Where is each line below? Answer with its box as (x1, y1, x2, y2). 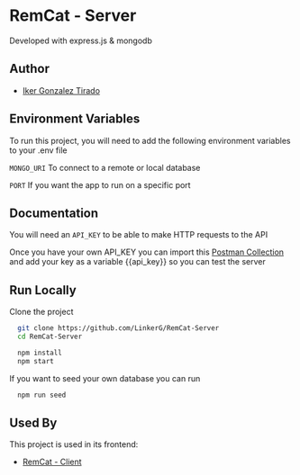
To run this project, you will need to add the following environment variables (9, 135, 291, 146)
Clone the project (9, 307, 74, 318)
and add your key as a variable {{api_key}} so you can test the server (9, 256, 266, 267)
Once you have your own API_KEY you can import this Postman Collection (9, 246, 285, 257)
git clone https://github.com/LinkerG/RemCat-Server (17, 324, 220, 333)
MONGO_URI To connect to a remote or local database (9, 162, 201, 173)
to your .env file (9, 145, 68, 156)
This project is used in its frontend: (9, 439, 139, 450)
